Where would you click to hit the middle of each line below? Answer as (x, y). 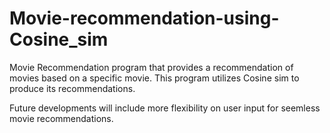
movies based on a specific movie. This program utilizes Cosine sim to (154, 78)
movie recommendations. (61, 118)
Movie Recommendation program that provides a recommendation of (151, 67)
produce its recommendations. (72, 88)
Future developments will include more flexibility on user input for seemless (165, 108)
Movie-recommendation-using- (144, 18)
